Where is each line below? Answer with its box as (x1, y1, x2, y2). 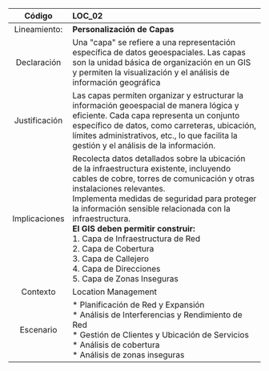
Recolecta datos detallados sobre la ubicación (71, 153, 246, 163)
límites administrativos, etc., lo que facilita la (71, 130, 238, 141)
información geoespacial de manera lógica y (71, 100, 239, 111)
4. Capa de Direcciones (71, 264, 161, 274)
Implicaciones (12, 213, 65, 224)
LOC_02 (71, 10, 103, 21)
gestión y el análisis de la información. (71, 140, 216, 151)
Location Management (71, 286, 158, 297)
